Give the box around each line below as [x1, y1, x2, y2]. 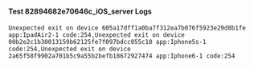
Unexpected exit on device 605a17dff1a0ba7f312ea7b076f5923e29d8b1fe [8, 24, 247, 32]
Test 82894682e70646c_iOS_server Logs [8, 6, 153, 16]
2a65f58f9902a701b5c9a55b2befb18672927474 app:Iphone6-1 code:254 [8, 52, 236, 60]
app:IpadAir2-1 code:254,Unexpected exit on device [8, 31, 185, 39]
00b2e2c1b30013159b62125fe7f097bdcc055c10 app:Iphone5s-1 [8, 38, 207, 46]
